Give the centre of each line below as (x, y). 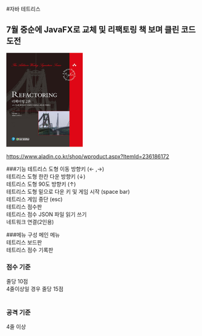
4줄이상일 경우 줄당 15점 (35, 289)
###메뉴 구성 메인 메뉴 (33, 234)
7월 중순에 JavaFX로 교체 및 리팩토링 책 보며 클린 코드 (101, 30)
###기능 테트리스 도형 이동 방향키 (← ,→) (55, 169)
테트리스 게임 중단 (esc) (34, 199)
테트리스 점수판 (24, 206)
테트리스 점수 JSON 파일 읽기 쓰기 (47, 214)
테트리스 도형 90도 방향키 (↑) (41, 184)
